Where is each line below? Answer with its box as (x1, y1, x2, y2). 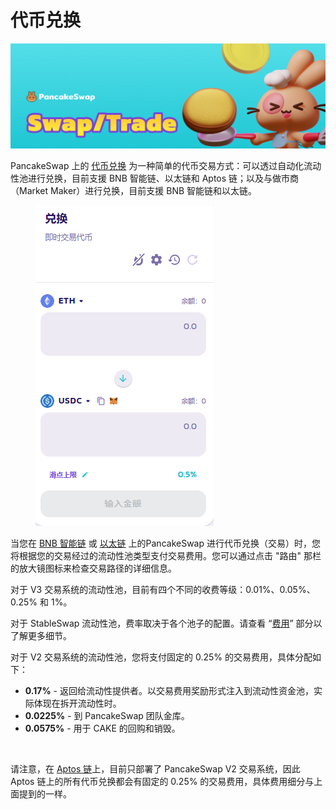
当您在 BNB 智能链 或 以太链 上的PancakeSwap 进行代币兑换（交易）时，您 (10, 537, 321, 549)
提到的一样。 (18, 787, 72, 800)
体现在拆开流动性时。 (33, 697, 122, 709)
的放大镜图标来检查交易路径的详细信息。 (10, 562, 177, 574)
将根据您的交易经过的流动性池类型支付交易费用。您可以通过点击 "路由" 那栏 (10, 549, 322, 561)
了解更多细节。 (10, 629, 72, 641)
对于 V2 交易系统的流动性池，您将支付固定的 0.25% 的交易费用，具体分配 (10, 651, 313, 663)
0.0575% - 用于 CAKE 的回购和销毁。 (24, 722, 181, 734)
